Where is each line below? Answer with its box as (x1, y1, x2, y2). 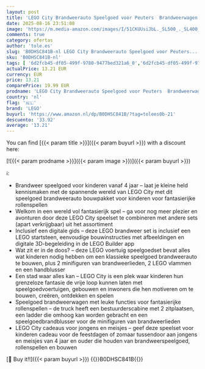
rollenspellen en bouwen (15, 344, 77, 351)
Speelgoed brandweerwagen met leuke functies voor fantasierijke (15, 298, 181, 306)
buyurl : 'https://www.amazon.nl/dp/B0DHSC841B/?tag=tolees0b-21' (6, 111, 176, 117)
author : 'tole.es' (6, 43, 53, 49)
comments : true (6, 32, 45, 38)
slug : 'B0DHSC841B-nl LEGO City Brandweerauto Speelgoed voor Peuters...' (6, 49, 201, 55)
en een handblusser (15, 266, 66, 273)
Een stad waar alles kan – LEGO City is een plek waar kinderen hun (15, 273, 184, 280)
